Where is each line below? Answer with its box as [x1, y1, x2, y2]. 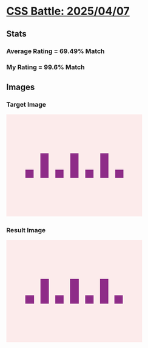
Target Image [6, 100, 47, 108]
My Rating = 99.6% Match [6, 63, 85, 71]
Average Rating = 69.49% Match [6, 47, 105, 55]
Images [6, 82, 35, 92]
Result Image [6, 226, 46, 235]
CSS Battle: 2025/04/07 [6, 4, 130, 18]
